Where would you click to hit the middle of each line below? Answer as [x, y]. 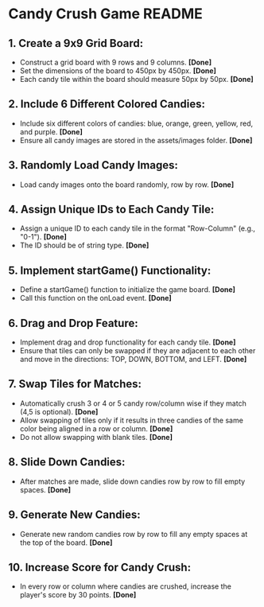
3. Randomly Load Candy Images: [93, 165]
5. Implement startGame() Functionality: [110, 270]
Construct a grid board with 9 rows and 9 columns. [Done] [116, 62]
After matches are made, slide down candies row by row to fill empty [132, 481]
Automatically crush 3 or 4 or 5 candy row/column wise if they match [133, 403]
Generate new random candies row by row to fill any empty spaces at [134, 534]
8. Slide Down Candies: [67, 462]
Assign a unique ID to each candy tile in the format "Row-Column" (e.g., [138, 228]
